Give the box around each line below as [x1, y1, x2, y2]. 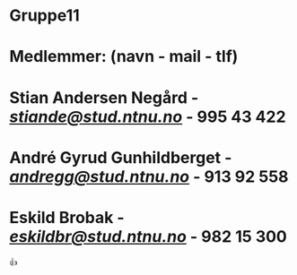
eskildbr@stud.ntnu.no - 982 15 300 [9, 226, 287, 246]
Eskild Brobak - [9, 207, 125, 228]
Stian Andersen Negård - [9, 87, 199, 107]
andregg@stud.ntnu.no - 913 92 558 [9, 167, 289, 186]
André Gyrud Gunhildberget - [9, 147, 232, 168]
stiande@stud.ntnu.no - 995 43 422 [9, 107, 286, 126]
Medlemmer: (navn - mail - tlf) [9, 47, 239, 67]
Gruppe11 [9, 5, 81, 26]
